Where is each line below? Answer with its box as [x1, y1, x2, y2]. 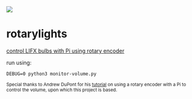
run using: [6, 59, 32, 66]
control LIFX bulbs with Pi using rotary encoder [6, 47, 125, 54]
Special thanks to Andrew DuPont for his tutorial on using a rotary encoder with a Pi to [6, 81, 187, 87]
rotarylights [6, 27, 68, 41]
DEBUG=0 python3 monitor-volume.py [6, 70, 97, 77]
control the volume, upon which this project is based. [6, 87, 118, 93]
